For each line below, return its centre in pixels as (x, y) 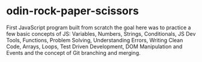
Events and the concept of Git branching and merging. (74, 52)
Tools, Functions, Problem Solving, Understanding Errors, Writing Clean (95, 40)
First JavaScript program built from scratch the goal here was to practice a (99, 27)
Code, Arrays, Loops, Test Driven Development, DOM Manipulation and (94, 46)
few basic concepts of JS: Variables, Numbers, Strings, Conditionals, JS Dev (101, 33)
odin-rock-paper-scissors (73, 11)
